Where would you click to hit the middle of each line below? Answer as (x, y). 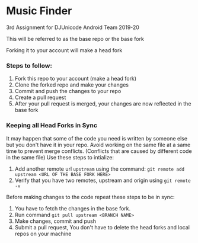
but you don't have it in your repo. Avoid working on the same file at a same (98, 145)
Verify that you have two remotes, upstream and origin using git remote (103, 180)
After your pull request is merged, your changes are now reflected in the (103, 104)
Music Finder (39, 11)
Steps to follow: (29, 65)
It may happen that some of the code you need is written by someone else (97, 138)
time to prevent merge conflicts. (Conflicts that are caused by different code (99, 151)
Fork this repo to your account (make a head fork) (76, 79)
